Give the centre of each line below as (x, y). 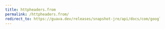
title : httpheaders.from (30, 10)
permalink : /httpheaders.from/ (37, 14)
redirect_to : (18, 19)
